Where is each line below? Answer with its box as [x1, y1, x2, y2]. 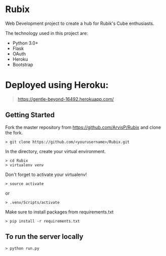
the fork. [5, 129, 23, 135]
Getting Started [5, 111, 55, 120]
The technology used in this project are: [5, 30, 88, 36]
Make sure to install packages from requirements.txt [5, 209, 114, 215]
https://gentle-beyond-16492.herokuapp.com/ [17, 96, 114, 102]
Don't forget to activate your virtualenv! [5, 171, 87, 177]
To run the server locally [5, 232, 84, 241]
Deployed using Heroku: [5, 80, 109, 91]
